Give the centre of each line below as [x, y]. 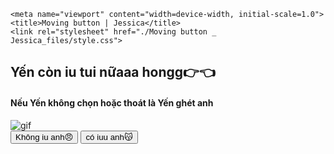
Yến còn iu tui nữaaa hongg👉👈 [113, 72]
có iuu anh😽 [109, 136]
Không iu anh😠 [44, 136]
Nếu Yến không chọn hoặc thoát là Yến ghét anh [112, 102]
